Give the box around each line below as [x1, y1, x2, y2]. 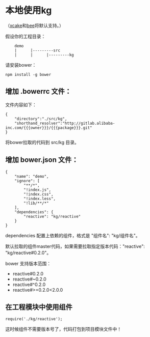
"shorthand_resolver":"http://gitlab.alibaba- [14, 121, 115, 126]
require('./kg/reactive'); [5, 317, 63, 322]
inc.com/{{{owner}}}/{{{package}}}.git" [5, 125, 93, 130]
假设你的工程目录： [5, 33, 46, 39]
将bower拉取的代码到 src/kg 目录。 [5, 139, 79, 145]
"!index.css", [23, 191, 54, 196]
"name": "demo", [14, 174, 49, 179]
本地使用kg [5, 5, 52, 16]
